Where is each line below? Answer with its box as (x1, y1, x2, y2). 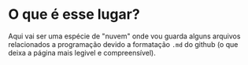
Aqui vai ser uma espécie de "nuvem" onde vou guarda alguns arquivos (8, 31, 241, 41)
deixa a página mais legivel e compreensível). (8, 48, 156, 57)
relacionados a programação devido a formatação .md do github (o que (8, 39, 239, 49)
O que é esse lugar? (8, 5, 140, 23)
